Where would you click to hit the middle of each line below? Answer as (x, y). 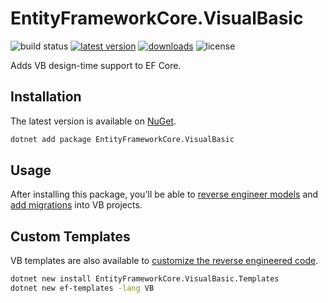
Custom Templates (70, 236)
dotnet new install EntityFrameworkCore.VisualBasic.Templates (145, 279)
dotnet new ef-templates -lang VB (82, 288)
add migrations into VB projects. (76, 205)
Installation (46, 97)
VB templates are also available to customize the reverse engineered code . (164, 261)
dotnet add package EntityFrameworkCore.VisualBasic (122, 139)
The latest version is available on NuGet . (93, 121)
